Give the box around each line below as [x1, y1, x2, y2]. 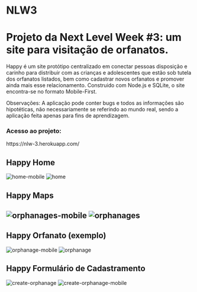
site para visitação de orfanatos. [6, 43, 169, 57]
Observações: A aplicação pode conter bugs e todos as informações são [6, 100, 185, 107]
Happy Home [6, 158, 55, 168]
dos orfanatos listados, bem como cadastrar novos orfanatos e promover [6, 75, 185, 83]
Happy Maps [6, 190, 54, 200]
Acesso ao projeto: [6, 127, 62, 135]
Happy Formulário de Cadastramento [6, 264, 146, 274]
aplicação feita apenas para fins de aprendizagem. [6, 112, 130, 119]
